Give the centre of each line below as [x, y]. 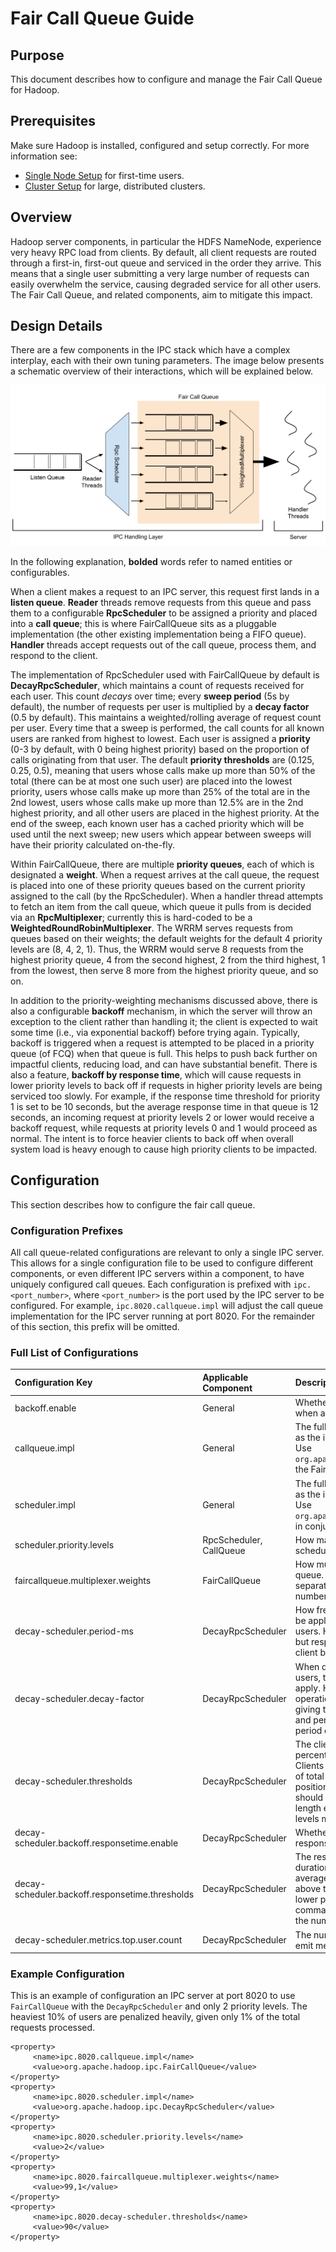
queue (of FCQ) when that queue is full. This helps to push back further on [164, 1053]
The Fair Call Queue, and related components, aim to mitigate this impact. [161, 294]
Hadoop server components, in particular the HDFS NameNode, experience [166, 241]
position [311, 1786]
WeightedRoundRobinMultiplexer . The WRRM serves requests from [151, 928]
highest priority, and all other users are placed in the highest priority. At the [165, 813]
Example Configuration [67, 1974]
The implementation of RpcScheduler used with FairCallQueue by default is [165, 674]
